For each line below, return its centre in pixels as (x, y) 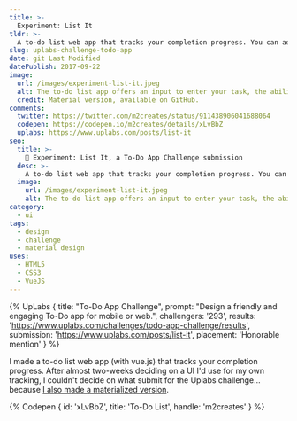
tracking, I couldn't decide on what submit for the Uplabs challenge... (135, 380)
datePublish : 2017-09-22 (55, 67)
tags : (19, 223)
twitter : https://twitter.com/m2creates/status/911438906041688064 (144, 116)
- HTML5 (31, 265)
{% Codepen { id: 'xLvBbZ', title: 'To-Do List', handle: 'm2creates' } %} (137, 406)
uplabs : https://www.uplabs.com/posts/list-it (104, 133)
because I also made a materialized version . (89, 389)
